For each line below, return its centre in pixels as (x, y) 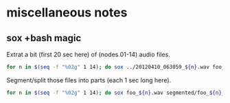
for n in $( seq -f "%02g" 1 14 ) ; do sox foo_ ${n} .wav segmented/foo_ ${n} (114, 93)
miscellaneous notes (67, 13)
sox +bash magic (44, 38)
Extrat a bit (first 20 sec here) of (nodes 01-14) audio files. (89, 54)
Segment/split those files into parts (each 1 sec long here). (89, 80)
